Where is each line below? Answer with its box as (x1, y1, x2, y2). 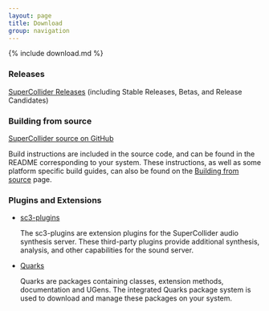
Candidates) (8, 95, 49, 105)
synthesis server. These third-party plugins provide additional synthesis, (19, 237, 260, 247)
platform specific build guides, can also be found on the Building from (8, 166, 239, 176)
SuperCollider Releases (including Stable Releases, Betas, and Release (8, 87, 243, 96)
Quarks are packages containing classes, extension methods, (19, 277, 224, 286)
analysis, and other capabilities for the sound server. (19, 245, 194, 255)
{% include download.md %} (8, 49, 104, 59)
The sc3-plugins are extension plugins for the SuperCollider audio (19, 228, 239, 238)
